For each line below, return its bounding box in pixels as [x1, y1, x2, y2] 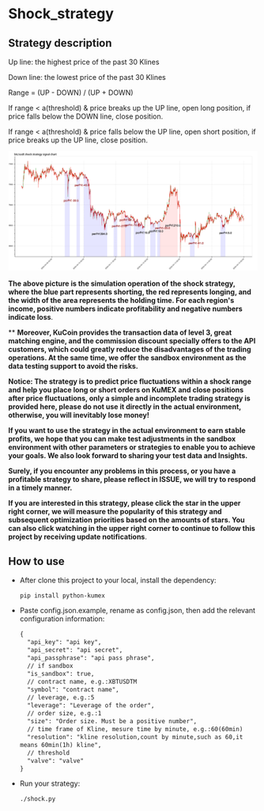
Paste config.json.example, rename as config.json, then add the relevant [19, 606, 255, 616]
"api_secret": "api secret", [27, 646, 123, 654]
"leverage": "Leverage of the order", [27, 702, 155, 710]
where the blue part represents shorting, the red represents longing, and [8, 286, 251, 297]
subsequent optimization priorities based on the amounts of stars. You [8, 515, 245, 525]
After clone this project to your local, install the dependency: [19, 575, 217, 586]
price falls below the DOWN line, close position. [8, 112, 164, 121]
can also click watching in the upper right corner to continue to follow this [8, 523, 255, 532]
